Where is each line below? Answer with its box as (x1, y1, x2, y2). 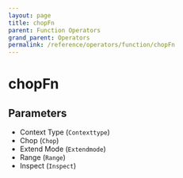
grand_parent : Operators (8, 33, 90, 42)
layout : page (8, 11, 51, 20)
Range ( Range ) (19, 153, 66, 162)
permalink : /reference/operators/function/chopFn (8, 41, 176, 49)
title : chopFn (8, 19, 55, 27)
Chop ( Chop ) (19, 136, 59, 146)
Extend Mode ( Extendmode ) (19, 144, 107, 154)
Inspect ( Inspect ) (19, 161, 77, 171)
